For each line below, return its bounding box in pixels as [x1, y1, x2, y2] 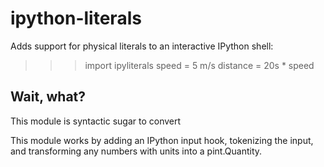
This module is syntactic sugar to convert [10, 115, 182, 127]
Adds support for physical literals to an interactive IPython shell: [10, 40, 274, 52]
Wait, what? [10, 88, 87, 106]
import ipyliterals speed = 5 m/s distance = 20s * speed [84, 59, 315, 71]
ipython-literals [10, 7, 142, 30]
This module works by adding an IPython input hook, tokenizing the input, [10, 134, 314, 146]
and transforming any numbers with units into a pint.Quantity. [10, 145, 263, 157]
